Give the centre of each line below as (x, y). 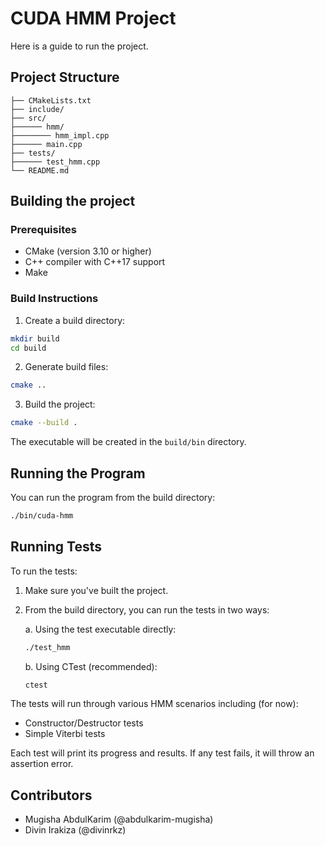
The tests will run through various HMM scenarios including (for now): (154, 704)
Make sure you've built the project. (96, 590)
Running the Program (78, 473)
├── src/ (28, 118)
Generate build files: (66, 367)
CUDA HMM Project (93, 18)
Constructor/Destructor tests (84, 723)
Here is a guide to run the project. (79, 46)
